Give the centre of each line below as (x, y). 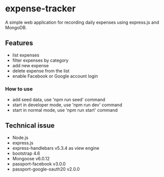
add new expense (30, 65)
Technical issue (30, 126)
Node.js (20, 137)
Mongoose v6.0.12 (31, 158)
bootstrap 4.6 (26, 153)
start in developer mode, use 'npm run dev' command (67, 105)
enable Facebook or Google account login (55, 76)
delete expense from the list (41, 71)
